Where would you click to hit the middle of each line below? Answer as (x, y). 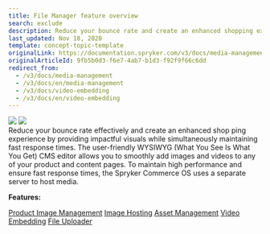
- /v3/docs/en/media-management (70, 83)
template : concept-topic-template (66, 46)
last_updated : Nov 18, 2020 (55, 38)
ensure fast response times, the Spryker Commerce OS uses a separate (127, 173)
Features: (25, 197)
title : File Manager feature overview (73, 16)
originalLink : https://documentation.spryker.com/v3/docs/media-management (138, 53)
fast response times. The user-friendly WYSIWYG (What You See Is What (129, 148)
